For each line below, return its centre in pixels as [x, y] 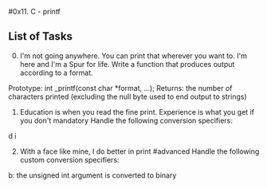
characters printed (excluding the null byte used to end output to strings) [128, 96]
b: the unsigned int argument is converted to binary [92, 175]
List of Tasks [41, 36]
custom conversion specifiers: [69, 159]
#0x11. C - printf [35, 12]
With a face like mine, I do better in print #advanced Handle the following [139, 151]
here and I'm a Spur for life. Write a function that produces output [127, 64]
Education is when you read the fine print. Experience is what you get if [137, 112]
